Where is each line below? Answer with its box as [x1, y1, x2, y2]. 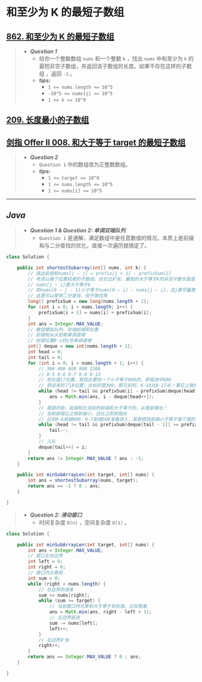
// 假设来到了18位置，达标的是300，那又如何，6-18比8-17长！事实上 [38, 382, 189, 389]
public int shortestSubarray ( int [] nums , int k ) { [17, 265, 147, 271]
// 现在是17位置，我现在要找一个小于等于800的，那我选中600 [38, 377, 171, 383]
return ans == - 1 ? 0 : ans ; [28, 483, 101, 489]
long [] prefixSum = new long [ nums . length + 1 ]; [28, 298, 149, 305]
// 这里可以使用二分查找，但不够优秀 [28, 293, 108, 299]
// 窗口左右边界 [28, 553, 63, 559]
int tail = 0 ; [28, 354, 63, 361]
